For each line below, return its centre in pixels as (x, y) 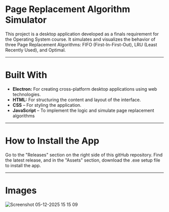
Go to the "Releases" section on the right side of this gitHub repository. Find (84, 155)
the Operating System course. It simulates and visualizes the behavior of (80, 39)
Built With (26, 75)
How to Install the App (52, 141)
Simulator (26, 20)
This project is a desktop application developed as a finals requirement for (82, 34)
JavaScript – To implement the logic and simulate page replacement (83, 110)
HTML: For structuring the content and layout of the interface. (77, 100)
